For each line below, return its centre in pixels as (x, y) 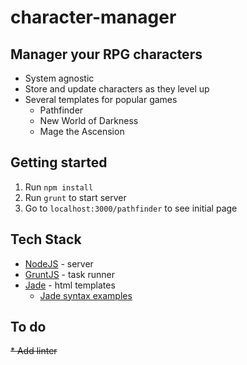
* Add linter (34, 351)
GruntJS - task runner (69, 274)
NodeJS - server (59, 263)
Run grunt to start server (75, 197)
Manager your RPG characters (106, 54)
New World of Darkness (89, 120)
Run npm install (59, 187)
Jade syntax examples (86, 295)
